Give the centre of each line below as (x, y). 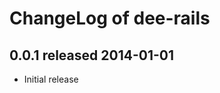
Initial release (51, 79)
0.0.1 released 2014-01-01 (91, 55)
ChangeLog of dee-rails (110, 18)
